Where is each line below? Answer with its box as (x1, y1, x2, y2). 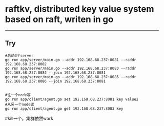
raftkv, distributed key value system (5, 3, 155, 15)
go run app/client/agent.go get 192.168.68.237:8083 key (5, 106, 123, 111)
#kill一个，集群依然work (5, 115, 54, 121)
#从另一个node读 (5, 102, 35, 107)
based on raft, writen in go (5, 14, 114, 25)
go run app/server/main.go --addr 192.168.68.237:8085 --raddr (5, 74, 137, 79)
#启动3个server (5, 53, 34, 58)
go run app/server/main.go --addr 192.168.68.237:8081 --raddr (5, 57, 137, 62)
